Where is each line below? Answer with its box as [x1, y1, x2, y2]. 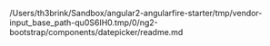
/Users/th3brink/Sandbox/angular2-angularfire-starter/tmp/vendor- [9, 8, 263, 18]
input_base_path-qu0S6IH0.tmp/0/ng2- [9, 17, 158, 28]
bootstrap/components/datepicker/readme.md [9, 27, 184, 37]
